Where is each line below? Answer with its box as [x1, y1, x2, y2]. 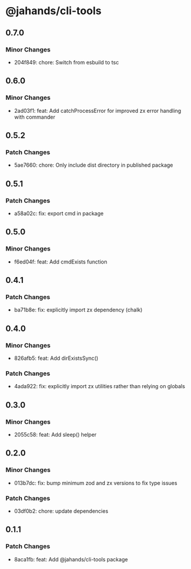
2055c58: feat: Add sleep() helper [14, 431, 97, 438]
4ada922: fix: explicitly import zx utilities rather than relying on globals [14, 383, 185, 390]
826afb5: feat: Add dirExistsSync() [14, 355, 98, 362]
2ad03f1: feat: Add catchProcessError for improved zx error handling [14, 107, 182, 114]
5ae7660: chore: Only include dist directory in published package [14, 161, 173, 169]
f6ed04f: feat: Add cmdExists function [14, 258, 107, 265]
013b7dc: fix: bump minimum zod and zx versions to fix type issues [14, 479, 177, 486]
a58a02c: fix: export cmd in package [14, 210, 104, 217]
